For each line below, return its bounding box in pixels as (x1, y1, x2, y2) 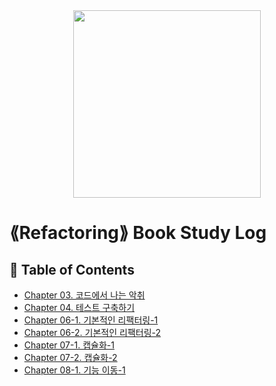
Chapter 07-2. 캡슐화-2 (23, 352, 118, 363)
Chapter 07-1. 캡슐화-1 (23, 339, 115, 351)
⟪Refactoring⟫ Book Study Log (9, 222, 267, 244)
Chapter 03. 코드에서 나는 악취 (23, 289, 146, 301)
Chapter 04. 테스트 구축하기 (23, 302, 136, 313)
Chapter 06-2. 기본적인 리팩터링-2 (23, 327, 162, 338)
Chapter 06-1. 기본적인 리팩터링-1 (23, 314, 159, 326)
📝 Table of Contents (9, 261, 135, 278)
